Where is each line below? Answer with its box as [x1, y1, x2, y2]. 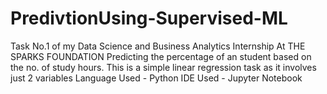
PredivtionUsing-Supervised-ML [10, 7, 288, 30]
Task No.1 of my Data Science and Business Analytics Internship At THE [10, 40, 306, 52]
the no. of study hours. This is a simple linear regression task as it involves [10, 61, 317, 73]
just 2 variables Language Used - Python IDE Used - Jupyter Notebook [10, 72, 303, 84]
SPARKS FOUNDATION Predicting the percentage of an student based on [10, 50, 312, 62]
